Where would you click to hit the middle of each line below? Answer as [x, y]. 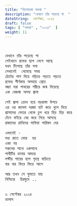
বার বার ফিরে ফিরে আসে [24, 164]
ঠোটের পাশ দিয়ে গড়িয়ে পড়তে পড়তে [33, 76]
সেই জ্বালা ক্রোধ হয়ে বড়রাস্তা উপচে [31, 102]
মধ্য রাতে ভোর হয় [21, 138]
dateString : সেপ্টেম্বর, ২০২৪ [30, 19]
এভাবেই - [13, 133]
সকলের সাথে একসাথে [21, 149]
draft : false [18, 23]
